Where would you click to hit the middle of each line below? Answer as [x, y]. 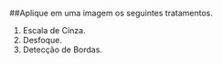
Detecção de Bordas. [63, 50]
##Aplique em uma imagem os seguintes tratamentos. [111, 13]
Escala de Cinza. [54, 30]
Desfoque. [42, 40]
